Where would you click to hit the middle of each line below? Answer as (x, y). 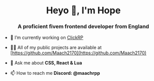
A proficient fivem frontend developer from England (83, 27)
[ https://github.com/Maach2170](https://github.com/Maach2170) (78, 53)
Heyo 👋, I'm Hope (83, 11)
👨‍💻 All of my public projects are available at (56, 48)
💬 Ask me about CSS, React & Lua (46, 63)
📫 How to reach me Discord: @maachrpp (55, 73)
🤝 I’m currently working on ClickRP (47, 37)
